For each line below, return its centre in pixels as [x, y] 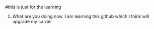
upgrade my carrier [32, 22]
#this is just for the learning [33, 7]
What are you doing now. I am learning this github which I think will [80, 16]
